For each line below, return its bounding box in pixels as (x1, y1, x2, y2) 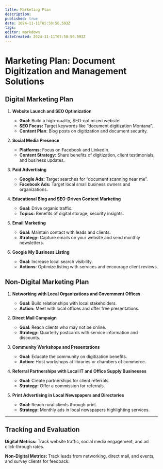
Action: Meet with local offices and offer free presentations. (19, 305, 140, 311)
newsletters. (19, 240, 45, 245)
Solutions (5, 76, 45, 87)
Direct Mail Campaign (12, 315, 57, 320)
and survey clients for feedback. (5, 458, 70, 464)
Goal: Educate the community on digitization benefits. (19, 354, 127, 359)
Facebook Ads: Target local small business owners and (19, 181, 130, 187)
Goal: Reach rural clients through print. (19, 401, 98, 407)
